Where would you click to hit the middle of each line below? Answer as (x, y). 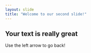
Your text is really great (41, 34)
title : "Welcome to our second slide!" (46, 14)
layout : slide (20, 9)
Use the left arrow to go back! (35, 45)
